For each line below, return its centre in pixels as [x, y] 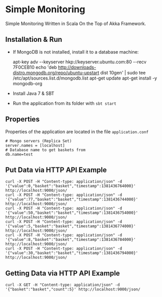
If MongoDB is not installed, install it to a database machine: [76, 52]
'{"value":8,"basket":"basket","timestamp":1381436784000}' [71, 240]
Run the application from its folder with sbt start [64, 103]
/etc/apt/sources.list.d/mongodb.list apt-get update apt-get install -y [85, 78]
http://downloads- [77, 67]
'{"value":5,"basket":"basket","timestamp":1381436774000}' [71, 226]
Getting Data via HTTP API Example [63, 273]
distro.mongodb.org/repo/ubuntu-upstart [56, 72]
